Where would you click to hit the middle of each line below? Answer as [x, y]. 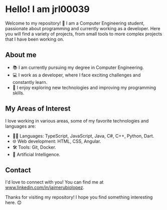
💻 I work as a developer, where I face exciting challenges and [76, 75]
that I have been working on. [35, 39]
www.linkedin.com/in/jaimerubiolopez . [45, 187]
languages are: [21, 126]
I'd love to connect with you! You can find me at [54, 182]
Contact [18, 170]
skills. [18, 93]
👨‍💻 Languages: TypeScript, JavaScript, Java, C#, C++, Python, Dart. [83, 136]
